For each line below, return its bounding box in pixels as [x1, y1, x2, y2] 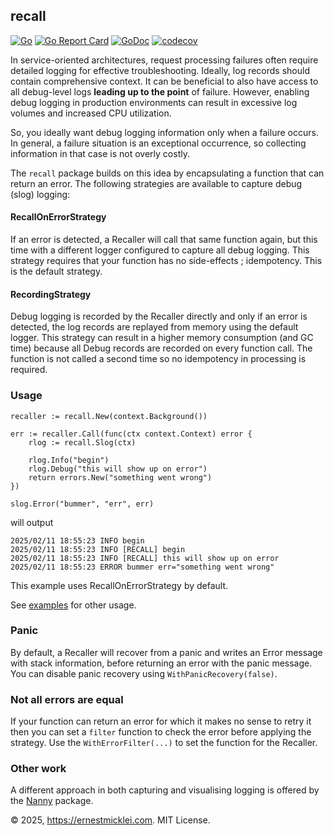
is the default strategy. [10, 265, 103, 278]
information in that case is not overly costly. [10, 147, 190, 159]
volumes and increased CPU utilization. [10, 107, 172, 119]
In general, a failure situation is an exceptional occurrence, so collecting [10, 137, 307, 149]
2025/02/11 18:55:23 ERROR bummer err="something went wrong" [10, 562, 275, 572]
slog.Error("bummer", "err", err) [10, 499, 155, 509]
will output [10, 516, 54, 528]
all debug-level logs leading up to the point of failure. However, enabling [10, 85, 310, 98]
